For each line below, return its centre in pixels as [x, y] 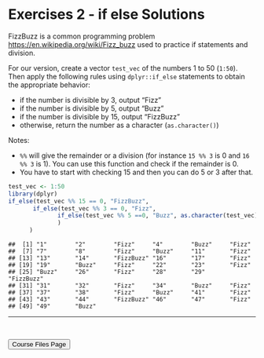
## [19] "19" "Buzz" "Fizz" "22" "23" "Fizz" [130, 265]
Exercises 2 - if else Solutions [107, 15]
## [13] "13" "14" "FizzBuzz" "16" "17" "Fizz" [130, 258]
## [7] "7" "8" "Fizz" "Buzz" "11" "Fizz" [130, 252]
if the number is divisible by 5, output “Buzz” [92, 108]
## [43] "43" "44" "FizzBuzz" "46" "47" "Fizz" [130, 300]
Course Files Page [39, 344]
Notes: [19, 140]
